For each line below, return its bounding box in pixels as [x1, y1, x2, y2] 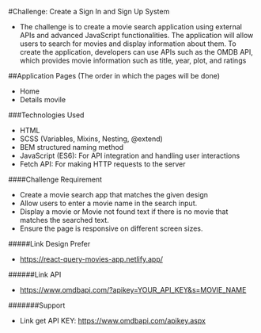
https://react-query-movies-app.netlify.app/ [19, 255, 164, 264]
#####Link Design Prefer [8, 239, 91, 248]
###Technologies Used [8, 110, 85, 120]
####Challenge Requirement [8, 174, 103, 184]
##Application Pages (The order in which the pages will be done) [8, 71, 220, 80]
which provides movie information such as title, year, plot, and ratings [19, 55, 247, 65]
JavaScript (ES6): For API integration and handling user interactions [19, 151, 240, 160]
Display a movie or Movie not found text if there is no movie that [19, 207, 229, 216]
